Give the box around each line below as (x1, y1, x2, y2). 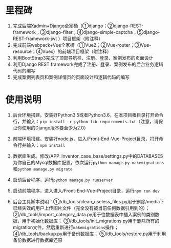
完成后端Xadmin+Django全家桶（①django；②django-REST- (12, 23, 144, 29)
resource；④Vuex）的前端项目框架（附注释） (12, 48, 112, 54)
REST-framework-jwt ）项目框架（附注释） (12, 35, 103, 42)
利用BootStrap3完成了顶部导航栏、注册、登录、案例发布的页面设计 (12, 54, 154, 61)
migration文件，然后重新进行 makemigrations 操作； (12, 224, 119, 230)
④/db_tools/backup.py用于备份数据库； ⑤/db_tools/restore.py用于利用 (12, 231, 166, 237)
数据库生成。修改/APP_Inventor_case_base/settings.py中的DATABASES (12, 152, 163, 159)
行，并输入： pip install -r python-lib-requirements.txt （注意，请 (12, 118, 159, 124)
